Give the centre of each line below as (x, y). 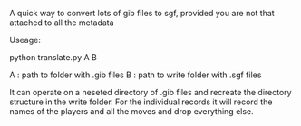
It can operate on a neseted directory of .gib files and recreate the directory (150, 92)
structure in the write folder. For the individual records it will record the (141, 102)
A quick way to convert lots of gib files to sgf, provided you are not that (142, 13)
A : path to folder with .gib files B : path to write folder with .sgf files (136, 75)
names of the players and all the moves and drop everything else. (131, 111)
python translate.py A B (53, 57)
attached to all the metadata (62, 22)
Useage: (25, 40)
